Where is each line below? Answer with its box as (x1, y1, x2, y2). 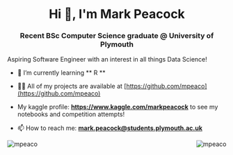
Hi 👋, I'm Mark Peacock (48, 6, 186, 22)
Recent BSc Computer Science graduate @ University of (19, 31, 214, 41)
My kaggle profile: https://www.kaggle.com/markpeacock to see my (17, 103, 218, 111)
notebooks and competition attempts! (17, 110, 125, 118)
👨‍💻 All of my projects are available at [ (17, 82, 127, 91)
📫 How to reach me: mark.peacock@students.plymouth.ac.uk (17, 124, 203, 132)
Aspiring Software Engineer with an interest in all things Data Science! (7, 55, 207, 64)
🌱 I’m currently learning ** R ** (17, 69, 106, 77)
